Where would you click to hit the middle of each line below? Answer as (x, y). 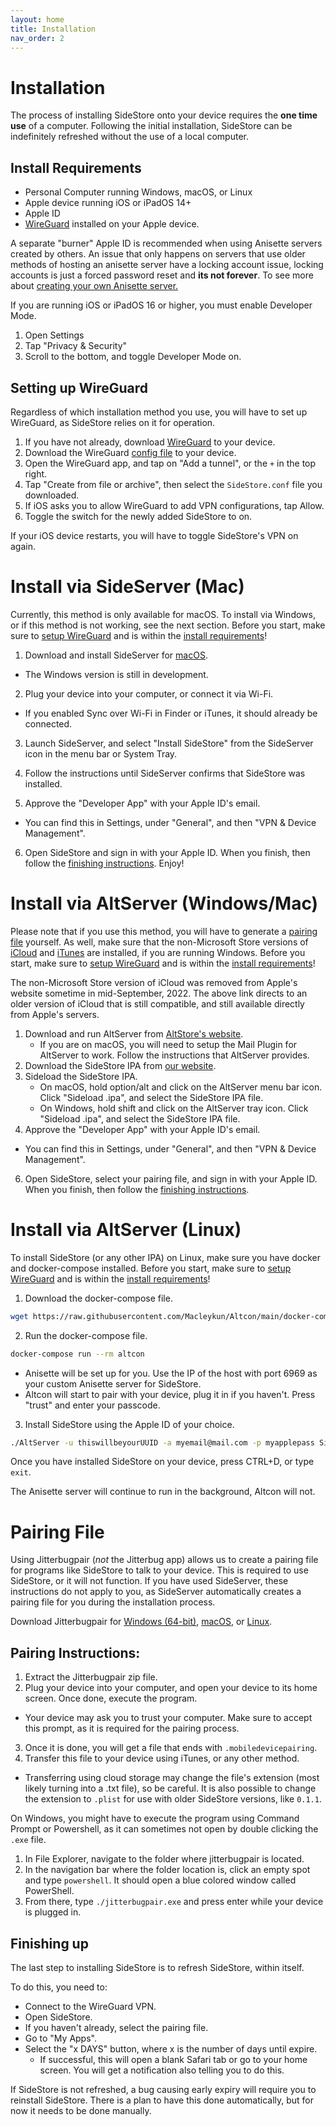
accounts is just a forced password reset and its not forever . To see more (162, 275)
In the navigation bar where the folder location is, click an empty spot (167, 1870)
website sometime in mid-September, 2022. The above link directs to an (159, 993)
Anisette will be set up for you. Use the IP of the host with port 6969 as (171, 1373)
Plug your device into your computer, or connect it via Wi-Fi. (149, 693)
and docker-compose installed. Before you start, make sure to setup (151, 1268)
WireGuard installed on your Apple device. (112, 224)
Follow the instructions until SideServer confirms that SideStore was (165, 773)
